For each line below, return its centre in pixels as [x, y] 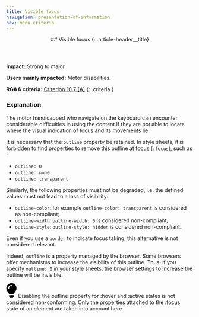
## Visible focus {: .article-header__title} [100, 40]
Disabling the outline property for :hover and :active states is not [96, 296]
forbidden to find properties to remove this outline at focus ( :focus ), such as [99, 148]
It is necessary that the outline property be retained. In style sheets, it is [95, 142]
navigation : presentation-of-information [58, 17]
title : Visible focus [33, 12]
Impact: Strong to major [36, 66]
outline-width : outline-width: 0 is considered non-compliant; [91, 220]
